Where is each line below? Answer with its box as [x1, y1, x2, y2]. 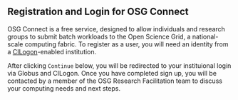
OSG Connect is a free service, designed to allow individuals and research [7, 24, 226, 33]
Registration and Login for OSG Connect [7, 6, 189, 18]
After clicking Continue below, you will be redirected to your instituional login [7, 61, 232, 70]
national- [192, 32, 219, 41]
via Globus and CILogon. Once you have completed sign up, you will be [7, 69, 217, 77]
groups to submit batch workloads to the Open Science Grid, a [7, 32, 191, 41]
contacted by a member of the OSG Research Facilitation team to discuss [7, 76, 223, 85]
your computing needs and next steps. [7, 84, 121, 92]
